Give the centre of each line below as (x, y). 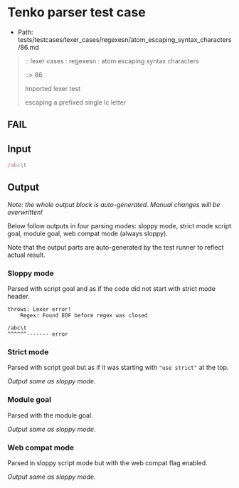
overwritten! (25, 212)
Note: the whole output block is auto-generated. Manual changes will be (114, 204)
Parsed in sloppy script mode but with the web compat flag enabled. (107, 463)
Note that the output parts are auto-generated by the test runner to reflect (116, 247)
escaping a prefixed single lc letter (75, 102)
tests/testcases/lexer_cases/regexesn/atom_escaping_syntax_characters (124, 39)
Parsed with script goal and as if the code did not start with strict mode (111, 289)
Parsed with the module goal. (51, 415)
